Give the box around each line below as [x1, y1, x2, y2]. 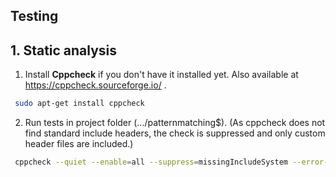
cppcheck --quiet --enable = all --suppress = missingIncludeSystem [14, 157, 288, 168]
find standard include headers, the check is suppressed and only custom [24, 127, 326, 139]
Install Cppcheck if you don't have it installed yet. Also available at [24, 69, 299, 81]
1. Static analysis [10, 42, 118, 59]
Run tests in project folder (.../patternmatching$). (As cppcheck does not [24, 117, 326, 129]
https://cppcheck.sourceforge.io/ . [24, 79, 167, 91]
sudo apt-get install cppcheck [14, 99, 145, 109]
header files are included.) [24, 138, 134, 150]
